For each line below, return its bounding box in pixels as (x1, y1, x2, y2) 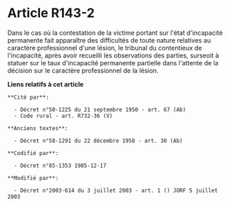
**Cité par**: (7, 94, 50, 101)
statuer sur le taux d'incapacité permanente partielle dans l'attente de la (7, 58, 219, 67)
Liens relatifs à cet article (7, 80, 84, 88)
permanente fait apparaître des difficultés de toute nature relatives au (7, 36, 211, 44)
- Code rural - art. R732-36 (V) (14, 112, 113, 119)
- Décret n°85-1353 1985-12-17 (14, 162, 107, 169)
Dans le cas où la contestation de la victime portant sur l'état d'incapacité (7, 28, 223, 37)
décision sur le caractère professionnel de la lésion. (7, 66, 159, 75)
